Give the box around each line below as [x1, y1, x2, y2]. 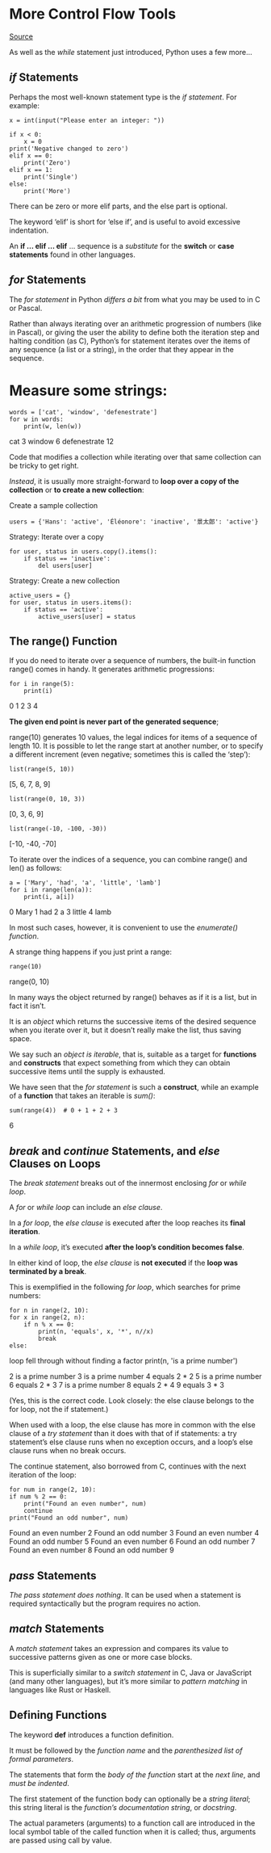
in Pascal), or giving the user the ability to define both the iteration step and [9, 327, 261, 337]
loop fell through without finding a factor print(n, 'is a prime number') [9, 1356, 239, 1366]
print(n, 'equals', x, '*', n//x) [38, 1328, 154, 1336]
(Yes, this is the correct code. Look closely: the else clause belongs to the [9, 1396, 255, 1406]
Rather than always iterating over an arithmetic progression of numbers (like [9, 318, 262, 328]
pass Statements [9, 1569, 97, 1582]
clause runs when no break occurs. [9, 1446, 127, 1456]
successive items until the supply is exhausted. [9, 1067, 166, 1077]
